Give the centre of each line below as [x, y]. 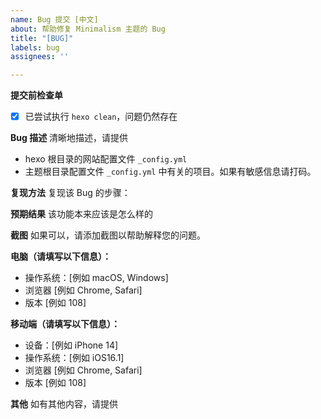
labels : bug [35, 47]
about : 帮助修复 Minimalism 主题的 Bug [88, 29]
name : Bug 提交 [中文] [54, 19]
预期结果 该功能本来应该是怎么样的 [81, 214]
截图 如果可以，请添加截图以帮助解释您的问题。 [108, 235]
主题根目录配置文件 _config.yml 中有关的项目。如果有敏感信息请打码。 [170, 172]
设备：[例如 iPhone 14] [71, 345]
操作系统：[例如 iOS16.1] [74, 358]
